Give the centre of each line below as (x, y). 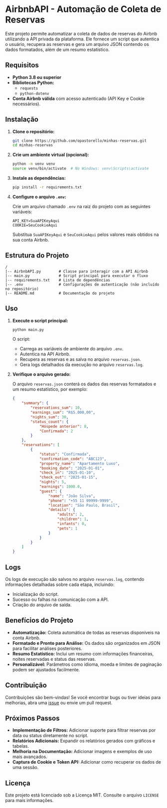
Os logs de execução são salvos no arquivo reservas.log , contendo (75, 579)
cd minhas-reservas (33, 145)
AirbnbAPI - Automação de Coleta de (83, 9)
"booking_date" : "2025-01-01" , (72, 468)
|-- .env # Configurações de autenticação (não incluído (82, 284)
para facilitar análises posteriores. (47, 648)
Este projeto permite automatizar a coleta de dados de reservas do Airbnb (81, 33)
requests (29, 88)
